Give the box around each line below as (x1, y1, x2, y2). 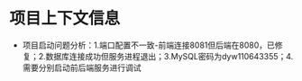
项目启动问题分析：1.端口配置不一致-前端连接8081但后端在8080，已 (22, 40, 275, 50)
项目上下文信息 (9, 8, 121, 29)
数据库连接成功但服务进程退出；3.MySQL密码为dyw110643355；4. (45, 50, 294, 61)
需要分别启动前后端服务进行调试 (22, 62, 142, 73)
